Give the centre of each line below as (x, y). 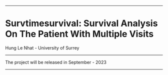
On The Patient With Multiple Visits (79, 34)
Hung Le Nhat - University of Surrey (42, 47)
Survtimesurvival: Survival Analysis (81, 23)
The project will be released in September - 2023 (56, 62)
